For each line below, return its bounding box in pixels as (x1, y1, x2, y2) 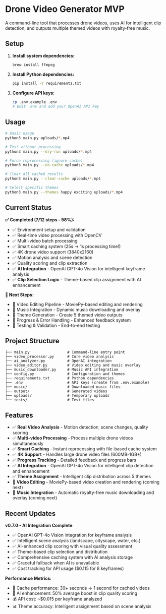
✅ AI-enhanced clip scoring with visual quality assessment (12, 543, 133, 549)
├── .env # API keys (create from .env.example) (5, 380, 150, 385)
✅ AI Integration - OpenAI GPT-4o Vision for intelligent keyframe (12, 265, 145, 271)
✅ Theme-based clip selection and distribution (12, 549, 108, 555)
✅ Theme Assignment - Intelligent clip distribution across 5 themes (12, 474, 151, 480)
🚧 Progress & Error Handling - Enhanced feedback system (12, 317, 131, 323)
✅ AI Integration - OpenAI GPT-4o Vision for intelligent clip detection (12, 463, 154, 469)
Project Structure (5, 337, 59, 345)
